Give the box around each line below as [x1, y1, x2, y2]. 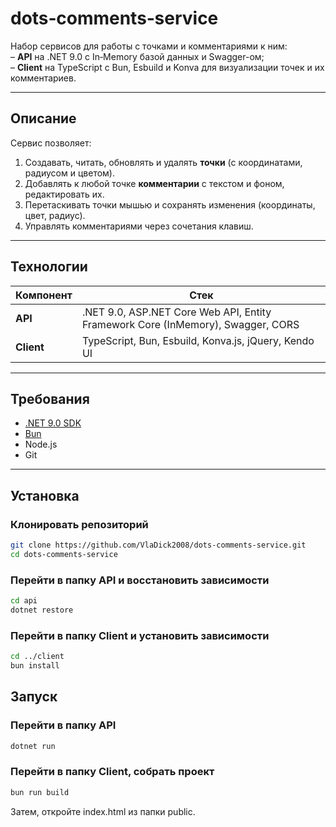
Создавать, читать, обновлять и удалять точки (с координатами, [24, 156, 303, 168]
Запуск [10, 688, 58, 706]
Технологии [10, 258, 88, 276]
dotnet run [10, 741, 56, 751]
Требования [10, 390, 90, 407]
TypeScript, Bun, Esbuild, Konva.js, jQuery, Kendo [81, 333, 315, 347]
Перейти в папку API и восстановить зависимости [10, 573, 270, 587]
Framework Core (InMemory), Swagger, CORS [81, 317, 300, 331]
